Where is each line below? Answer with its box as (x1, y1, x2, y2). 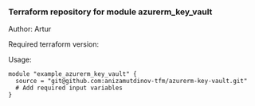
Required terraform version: (8, 40, 100, 49)
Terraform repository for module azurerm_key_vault (8, 6, 213, 17)
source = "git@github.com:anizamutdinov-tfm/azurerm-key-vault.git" (15, 78, 248, 85)
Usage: (8, 55, 32, 65)
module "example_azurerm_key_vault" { (8, 70, 137, 78)
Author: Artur (8, 25, 52, 34)
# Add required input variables (15, 84, 124, 93)
